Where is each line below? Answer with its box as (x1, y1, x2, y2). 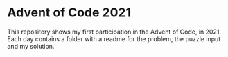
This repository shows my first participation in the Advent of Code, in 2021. (7, 27, 222, 36)
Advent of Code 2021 (7, 5, 132, 21)
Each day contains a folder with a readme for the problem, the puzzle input (7, 34, 221, 43)
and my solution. (7, 42, 55, 50)
